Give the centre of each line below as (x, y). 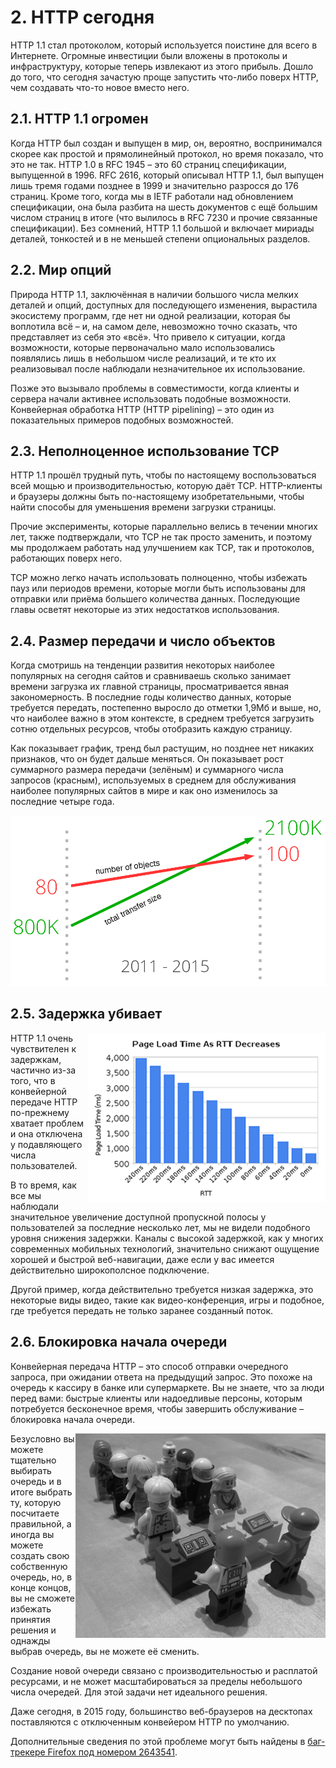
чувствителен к (43, 1048)
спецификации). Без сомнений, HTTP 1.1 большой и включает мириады (162, 228)
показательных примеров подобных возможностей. (122, 420)
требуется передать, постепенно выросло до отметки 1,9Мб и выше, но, (166, 708)
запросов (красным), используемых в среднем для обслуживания (153, 780)
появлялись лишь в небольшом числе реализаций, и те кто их (143, 358)
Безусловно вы (42, 1438)
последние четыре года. (62, 802)
